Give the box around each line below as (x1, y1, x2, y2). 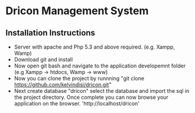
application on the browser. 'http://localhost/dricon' (14, 100, 140, 107)
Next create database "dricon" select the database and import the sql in (14, 88, 190, 94)
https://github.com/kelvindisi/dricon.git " (14, 81, 112, 88)
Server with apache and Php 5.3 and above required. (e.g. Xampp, (14, 43, 175, 50)
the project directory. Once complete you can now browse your (14, 93, 169, 101)
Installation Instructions (5, 28, 96, 38)
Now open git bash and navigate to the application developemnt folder (14, 62, 186, 69)
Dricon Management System (5, 4, 149, 18)
